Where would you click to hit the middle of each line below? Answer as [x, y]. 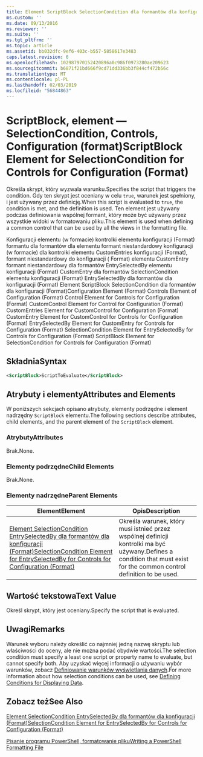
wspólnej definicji [143, 536]
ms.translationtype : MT [36, 74]
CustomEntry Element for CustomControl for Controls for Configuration [95, 316]
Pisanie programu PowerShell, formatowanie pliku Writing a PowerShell [94, 741]
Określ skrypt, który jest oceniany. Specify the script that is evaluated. [93, 610]
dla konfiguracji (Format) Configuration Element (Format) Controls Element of [101, 291]
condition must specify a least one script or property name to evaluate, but [99, 657]
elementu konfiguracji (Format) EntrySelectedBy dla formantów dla [89, 278]
